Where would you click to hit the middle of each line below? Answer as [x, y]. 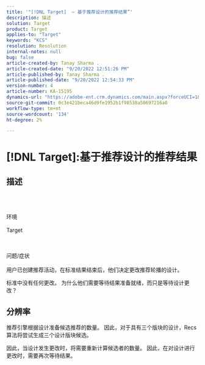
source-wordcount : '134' [38, 114]
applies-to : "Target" [34, 35]
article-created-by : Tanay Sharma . [53, 63]
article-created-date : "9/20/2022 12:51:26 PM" [68, 69]
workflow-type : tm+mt [34, 108]
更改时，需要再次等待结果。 [41, 356]
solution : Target [28, 23]
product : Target [27, 29]
